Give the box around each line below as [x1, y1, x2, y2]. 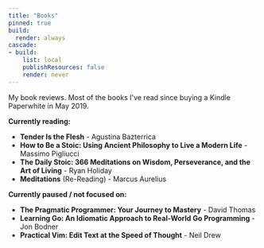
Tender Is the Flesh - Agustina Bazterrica [19, 132, 157, 141]
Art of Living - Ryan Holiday [19, 165, 113, 175]
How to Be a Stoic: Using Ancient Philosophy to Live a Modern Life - [19, 140, 248, 149]
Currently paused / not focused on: [8, 189, 127, 199]
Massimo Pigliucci [19, 149, 80, 158]
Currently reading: [8, 116, 71, 126]
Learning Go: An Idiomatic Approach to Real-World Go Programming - [19, 213, 256, 223]
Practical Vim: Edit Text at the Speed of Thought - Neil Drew [19, 230, 221, 239]
